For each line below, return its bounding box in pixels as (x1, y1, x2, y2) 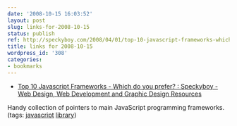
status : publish (7, 30, 55, 37)
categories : (7, 56, 42, 63)
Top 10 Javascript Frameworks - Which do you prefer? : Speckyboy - (17, 82, 219, 90)
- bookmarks (7, 63, 42, 70)
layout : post (7, 17, 46, 24)
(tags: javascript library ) (7, 111, 77, 119)
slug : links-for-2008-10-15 (7, 23, 90, 30)
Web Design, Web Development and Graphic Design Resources (17, 89, 202, 98)
